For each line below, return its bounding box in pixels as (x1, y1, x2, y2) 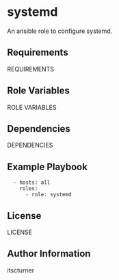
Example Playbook (7, 161, 88, 172)
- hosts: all (13, 179, 51, 186)
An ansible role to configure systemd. (7, 27, 113, 35)
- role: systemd (25, 191, 72, 198)
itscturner (7, 266, 35, 275)
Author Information (7, 248, 91, 259)
